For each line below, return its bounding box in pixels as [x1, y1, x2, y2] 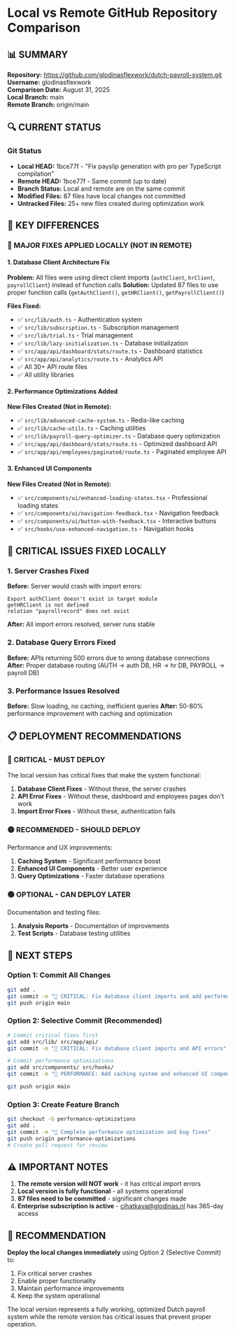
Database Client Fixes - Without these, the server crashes [17, 784, 187, 793]
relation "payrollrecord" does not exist [7, 608, 130, 615]
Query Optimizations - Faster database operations [17, 871, 165, 880]
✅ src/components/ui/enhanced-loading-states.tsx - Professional [17, 493, 208, 502]
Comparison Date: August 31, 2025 [7, 85, 111, 94]
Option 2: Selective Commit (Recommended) [7, 1016, 162, 1025]
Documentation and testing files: [7, 908, 101, 917]
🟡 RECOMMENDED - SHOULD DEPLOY [7, 824, 141, 834]
